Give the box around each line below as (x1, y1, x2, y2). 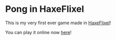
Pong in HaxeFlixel (5, 3, 84, 15)
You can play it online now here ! (5, 29, 72, 35)
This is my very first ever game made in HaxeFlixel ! (5, 20, 111, 26)
